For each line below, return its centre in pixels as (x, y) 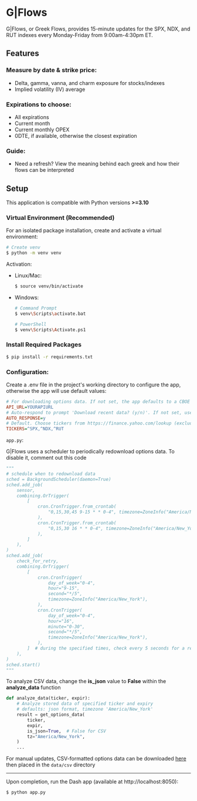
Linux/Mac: (28, 276)
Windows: (27, 297)
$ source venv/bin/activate (49, 286)
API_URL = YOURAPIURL (30, 407)
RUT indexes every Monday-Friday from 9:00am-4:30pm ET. (80, 35)
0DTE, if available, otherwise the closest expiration (76, 135)
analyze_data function (33, 688)
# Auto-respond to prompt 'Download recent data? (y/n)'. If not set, (94, 413)
